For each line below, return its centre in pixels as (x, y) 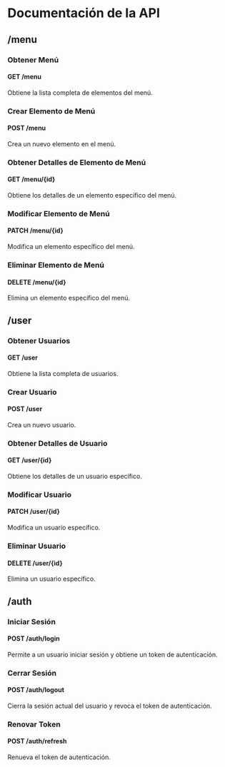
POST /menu (27, 128)
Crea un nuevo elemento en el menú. (62, 143)
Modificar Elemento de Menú (59, 213)
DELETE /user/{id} (35, 563)
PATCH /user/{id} (34, 512)
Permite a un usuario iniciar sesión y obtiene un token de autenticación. (112, 654)
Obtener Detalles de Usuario (57, 443)
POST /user (25, 409)
